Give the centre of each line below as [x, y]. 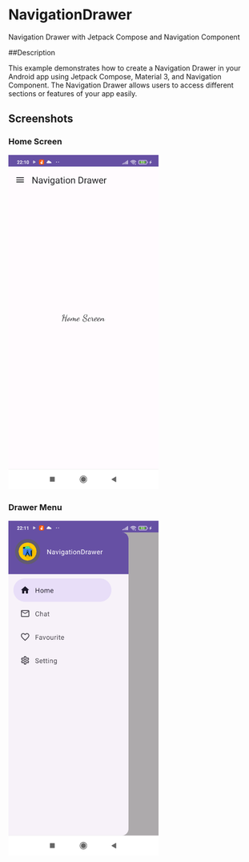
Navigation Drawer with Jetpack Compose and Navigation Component [124, 37]
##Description [32, 52]
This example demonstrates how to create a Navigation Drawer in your [124, 68]
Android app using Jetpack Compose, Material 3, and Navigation [115, 76]
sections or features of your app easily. [73, 93]
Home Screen [35, 142]
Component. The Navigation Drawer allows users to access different [121, 85]
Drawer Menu [35, 508]
